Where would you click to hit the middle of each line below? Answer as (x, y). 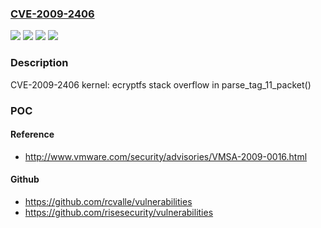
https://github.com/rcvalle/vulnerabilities (108, 201)
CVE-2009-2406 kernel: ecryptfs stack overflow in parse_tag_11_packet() (161, 84)
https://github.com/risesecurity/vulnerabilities (119, 212)
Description (39, 63)
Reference (32, 134)
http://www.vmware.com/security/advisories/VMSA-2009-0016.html (166, 156)
